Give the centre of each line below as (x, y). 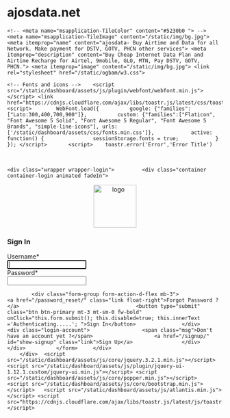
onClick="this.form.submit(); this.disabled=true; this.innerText (104, 318)
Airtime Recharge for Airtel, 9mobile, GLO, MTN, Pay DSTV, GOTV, (104, 61)
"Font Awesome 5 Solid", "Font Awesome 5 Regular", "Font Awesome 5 (107, 120)
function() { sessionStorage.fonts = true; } (113, 138)
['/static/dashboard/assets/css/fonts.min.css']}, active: (110, 132)
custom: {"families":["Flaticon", (166, 114)
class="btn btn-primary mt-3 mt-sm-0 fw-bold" (75, 313)
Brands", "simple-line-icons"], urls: (62, 127)
